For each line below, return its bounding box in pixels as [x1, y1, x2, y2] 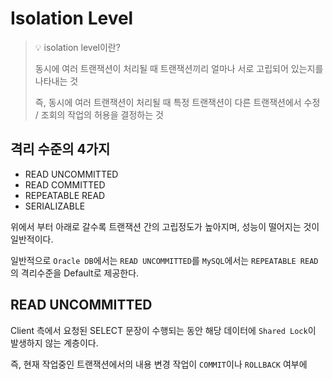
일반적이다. [10, 233, 54, 245]
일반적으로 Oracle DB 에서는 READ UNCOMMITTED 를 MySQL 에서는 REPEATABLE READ [10, 254, 319, 266]
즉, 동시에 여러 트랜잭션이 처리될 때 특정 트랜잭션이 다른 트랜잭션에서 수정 [34, 96, 321, 108]
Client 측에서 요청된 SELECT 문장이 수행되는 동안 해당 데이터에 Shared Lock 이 [10, 324, 317, 336]
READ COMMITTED [24, 178, 106, 191]
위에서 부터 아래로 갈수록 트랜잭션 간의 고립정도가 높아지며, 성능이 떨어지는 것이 [10, 220, 320, 232]
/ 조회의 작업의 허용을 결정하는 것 [34, 108, 164, 121]
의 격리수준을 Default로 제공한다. [10, 267, 140, 279]
